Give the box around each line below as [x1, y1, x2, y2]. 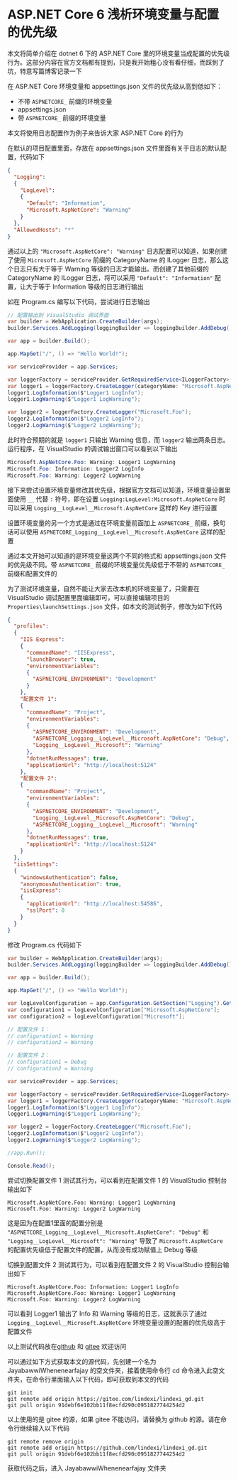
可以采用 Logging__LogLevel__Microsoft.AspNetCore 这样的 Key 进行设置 [7, 503, 217, 512]
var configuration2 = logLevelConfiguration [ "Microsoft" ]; [7, 1013, 186, 1020]
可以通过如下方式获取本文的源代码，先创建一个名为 [7, 1357, 157, 1365]
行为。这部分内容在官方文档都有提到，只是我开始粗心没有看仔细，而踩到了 [7, 58, 225, 66]
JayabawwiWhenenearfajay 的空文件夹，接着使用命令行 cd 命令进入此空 [7, 1366, 219, 1375]
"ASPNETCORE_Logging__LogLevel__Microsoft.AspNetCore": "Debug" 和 [7, 1227, 209, 1236]
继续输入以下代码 [19, 1424, 69, 1432]
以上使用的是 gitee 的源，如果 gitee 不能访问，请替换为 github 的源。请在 [7, 1415, 221, 1424]
